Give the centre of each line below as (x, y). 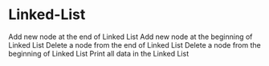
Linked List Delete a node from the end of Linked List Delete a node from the (134, 45)
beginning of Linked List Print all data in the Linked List (99, 53)
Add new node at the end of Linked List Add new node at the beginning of (130, 37)
